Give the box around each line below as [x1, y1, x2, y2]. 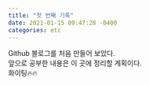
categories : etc [8, 26, 61, 34]
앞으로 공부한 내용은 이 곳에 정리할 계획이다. [8, 58, 143, 68]
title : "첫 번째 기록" [8, 11, 74, 20]
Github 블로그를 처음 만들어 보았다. [8, 49, 115, 58]
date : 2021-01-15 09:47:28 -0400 [8, 19, 118, 27]
